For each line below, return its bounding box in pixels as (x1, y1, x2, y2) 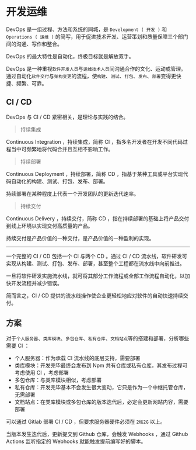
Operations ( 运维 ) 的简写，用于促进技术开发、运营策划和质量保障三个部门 (6, 33, 188, 40)
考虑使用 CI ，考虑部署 (14, 369, 69, 376)
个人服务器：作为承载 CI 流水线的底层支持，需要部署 (14, 354, 141, 361)
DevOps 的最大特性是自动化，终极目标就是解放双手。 (6, 53, 134, 60)
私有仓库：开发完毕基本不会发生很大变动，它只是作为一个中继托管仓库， (14, 383, 188, 390)
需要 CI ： (6, 342, 30, 349)
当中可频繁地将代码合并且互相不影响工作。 (10, 146, 114, 153)
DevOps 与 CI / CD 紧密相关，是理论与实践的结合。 (6, 113, 129, 120)
